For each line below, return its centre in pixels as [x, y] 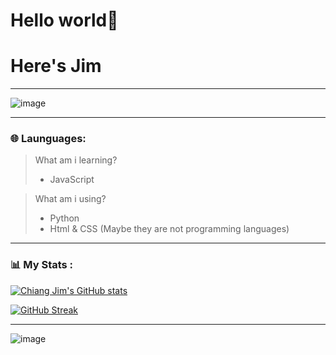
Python [64, 218]
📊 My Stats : [42, 265]
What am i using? [70, 199]
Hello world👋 [64, 20]
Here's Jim [56, 66]
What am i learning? [76, 160]
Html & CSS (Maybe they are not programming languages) [169, 229]
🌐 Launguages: [48, 139]
